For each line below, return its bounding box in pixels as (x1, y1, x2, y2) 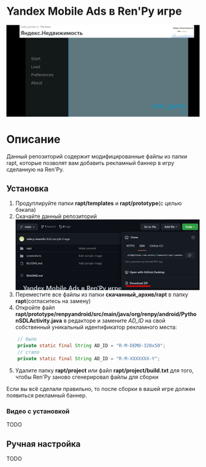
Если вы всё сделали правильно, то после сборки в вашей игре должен (6, 385, 196, 392)
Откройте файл (15, 304, 55, 311)
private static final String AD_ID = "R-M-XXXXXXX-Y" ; (17, 356, 161, 362)
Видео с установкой (6, 407, 70, 415)
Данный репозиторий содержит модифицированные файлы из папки (6, 152, 188, 160)
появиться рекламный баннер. (6, 392, 88, 399)
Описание (6, 132, 61, 146)
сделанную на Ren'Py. (6, 166, 64, 173)
